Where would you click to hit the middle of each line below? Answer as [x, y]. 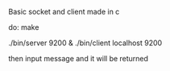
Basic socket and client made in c [64, 12]
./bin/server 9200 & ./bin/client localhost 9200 [85, 43]
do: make [24, 27]
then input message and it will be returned [79, 58]
